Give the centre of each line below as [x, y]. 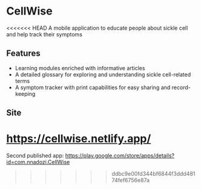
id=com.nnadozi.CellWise [38, 162]
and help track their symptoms [44, 34]
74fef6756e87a [131, 181]
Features [23, 54]
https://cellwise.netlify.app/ [79, 139]
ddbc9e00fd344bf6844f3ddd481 [153, 174]
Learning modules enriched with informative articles [80, 68]
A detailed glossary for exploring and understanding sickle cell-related [103, 75]
